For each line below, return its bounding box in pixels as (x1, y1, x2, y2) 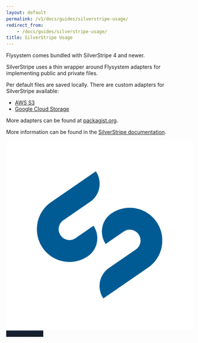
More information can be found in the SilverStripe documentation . (6, 129, 167, 136)
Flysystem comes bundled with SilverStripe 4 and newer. (6, 52, 145, 59)
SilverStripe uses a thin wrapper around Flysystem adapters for (6, 63, 161, 71)
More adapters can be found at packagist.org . (6, 117, 119, 124)
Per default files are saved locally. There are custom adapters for (6, 81, 165, 89)
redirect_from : (6, 22, 44, 28)
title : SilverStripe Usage (6, 35, 73, 41)
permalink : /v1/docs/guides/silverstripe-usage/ (6, 15, 129, 22)
